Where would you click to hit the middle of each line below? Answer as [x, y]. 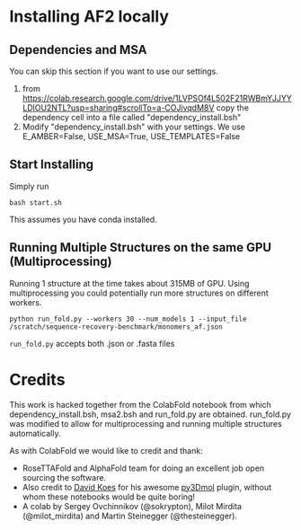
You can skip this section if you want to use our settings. [114, 71]
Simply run [29, 186]
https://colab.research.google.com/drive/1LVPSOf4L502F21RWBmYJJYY [157, 98]
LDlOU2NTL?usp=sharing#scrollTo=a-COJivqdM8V [118, 108]
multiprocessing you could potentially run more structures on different [139, 293]
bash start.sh [36, 203]
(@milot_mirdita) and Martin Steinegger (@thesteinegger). [130, 516]
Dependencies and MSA [78, 50]
